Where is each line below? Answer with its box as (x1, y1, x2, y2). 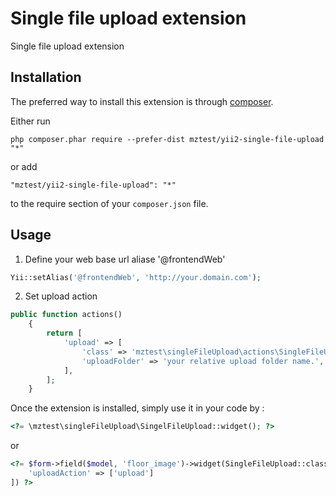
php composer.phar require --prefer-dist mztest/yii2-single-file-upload (10, 134, 325, 144)
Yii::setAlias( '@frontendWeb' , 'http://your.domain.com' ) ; (10, 272, 262, 282)
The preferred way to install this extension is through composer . (10, 95, 274, 107)
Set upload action (24, 290, 98, 302)
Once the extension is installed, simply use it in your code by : (10, 402, 265, 414)
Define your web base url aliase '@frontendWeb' (24, 253, 226, 265)
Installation (10, 69, 82, 86)
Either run (10, 115, 51, 127)
